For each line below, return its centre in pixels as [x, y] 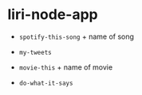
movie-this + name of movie [66, 67]
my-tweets [35, 52]
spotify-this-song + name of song [77, 36]
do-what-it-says [46, 83]
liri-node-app [53, 15]
